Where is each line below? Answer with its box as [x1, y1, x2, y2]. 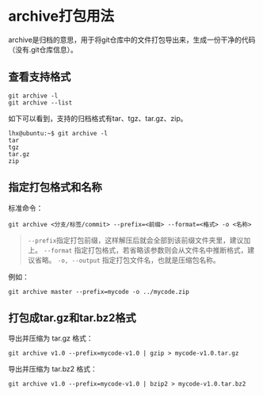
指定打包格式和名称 [8, 181, 102, 194]
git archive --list [8, 98, 73, 107]
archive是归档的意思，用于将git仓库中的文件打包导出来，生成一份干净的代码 [8, 35, 256, 44]
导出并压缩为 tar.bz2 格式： [8, 364, 97, 374]
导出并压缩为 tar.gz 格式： [8, 333, 93, 343]
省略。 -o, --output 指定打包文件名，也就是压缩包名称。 [34, 255, 220, 265]
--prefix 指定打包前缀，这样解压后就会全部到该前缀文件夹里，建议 [27, 235, 244, 245]
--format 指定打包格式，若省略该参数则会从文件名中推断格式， [43, 245, 248, 254]
